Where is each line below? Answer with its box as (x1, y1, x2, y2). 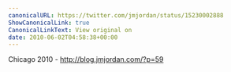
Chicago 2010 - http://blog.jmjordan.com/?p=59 (8, 55, 164, 64)
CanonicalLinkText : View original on (8, 26, 132, 34)
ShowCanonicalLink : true (8, 19, 90, 27)
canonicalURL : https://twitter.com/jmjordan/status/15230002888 (8, 11, 224, 20)
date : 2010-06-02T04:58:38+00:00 (8, 33, 118, 41)
